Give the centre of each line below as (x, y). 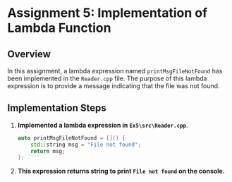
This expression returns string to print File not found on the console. (121, 171)
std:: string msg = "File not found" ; (86, 145)
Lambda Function (59, 28)
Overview (29, 54)
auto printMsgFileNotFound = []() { (71, 138)
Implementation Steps (57, 108)
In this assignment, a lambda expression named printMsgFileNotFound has (115, 71)
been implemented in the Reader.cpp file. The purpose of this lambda (107, 78)
